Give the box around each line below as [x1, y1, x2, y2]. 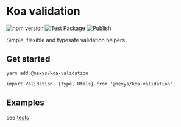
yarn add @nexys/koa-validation [6, 70, 88, 76]
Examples [6, 98, 44, 108]
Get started [6, 54, 51, 65]
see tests [6, 114, 29, 121]
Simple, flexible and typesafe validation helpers [6, 36, 126, 43]
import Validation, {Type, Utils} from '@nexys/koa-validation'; [6, 81, 176, 87]
